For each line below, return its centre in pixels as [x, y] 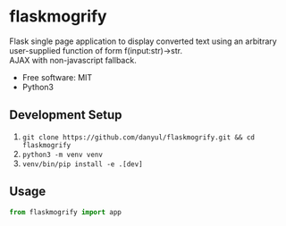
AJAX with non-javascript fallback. [73, 60]
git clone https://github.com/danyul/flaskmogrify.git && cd [139, 137]
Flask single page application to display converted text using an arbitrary [143, 41]
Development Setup [66, 115]
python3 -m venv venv [62, 155]
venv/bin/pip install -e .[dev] [82, 164]
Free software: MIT [57, 77]
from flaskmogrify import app [66, 212]
